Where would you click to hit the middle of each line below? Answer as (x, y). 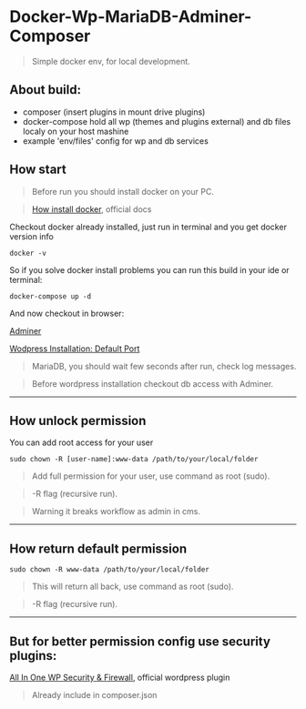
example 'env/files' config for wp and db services (116, 141)
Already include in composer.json (94, 695)
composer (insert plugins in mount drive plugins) (114, 112)
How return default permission (98, 548)
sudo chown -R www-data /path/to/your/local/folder (109, 570)
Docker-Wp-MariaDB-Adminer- (131, 17)
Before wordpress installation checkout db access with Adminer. (153, 383)
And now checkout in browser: (67, 313)
